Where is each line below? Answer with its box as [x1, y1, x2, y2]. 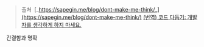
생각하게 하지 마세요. [32, 21, 82, 28]
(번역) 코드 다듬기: [142, 13, 186, 21]
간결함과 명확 [6, 34, 38, 42]
